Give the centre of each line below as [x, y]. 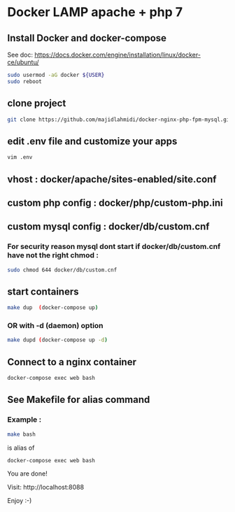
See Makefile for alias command [79, 400]
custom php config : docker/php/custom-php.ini [115, 202]
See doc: [20, 55]
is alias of [21, 448]
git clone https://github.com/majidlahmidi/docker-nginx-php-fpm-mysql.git [120, 120]
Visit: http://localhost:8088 [46, 488]
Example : [24, 420]
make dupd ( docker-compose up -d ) [58, 340]
